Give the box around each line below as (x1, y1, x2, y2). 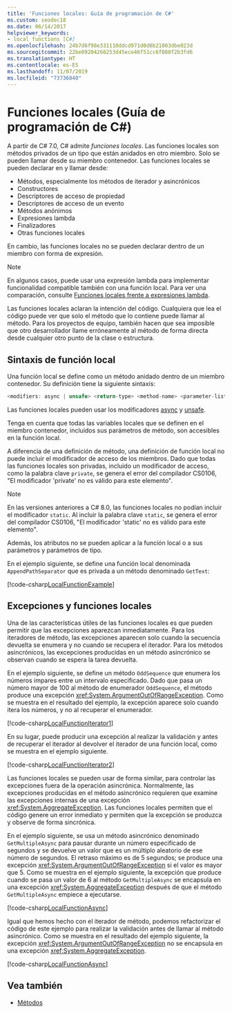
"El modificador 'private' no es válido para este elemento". (7, 477, 173, 484)
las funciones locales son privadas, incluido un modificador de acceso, (7, 462, 209, 470)
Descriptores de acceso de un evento (17, 199, 124, 208)
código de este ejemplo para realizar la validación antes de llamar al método (7, 924, 224, 933)
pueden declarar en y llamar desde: (7, 164, 108, 172)
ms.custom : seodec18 (7, 17, 67, 24)
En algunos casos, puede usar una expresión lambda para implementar (7, 276, 209, 284)
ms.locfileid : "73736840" (7, 74, 81, 82)
